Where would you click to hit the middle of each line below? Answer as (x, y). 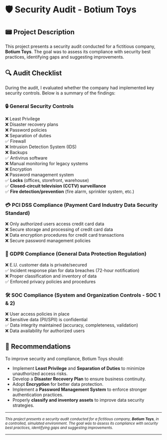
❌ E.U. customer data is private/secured (46, 264)
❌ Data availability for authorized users (45, 331)
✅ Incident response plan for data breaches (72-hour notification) (72, 270)
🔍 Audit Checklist (34, 73)
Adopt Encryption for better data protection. (58, 384)
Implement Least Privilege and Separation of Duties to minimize (79, 368)
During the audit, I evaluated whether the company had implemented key (80, 88)
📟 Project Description (40, 32)
